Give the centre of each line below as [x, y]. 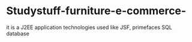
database [18, 33]
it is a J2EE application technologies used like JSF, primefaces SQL [89, 27]
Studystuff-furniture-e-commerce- [96, 11]
